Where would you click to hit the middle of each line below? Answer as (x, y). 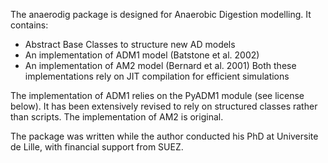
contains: (29, 25)
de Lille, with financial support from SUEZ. (97, 147)
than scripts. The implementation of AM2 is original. (117, 117)
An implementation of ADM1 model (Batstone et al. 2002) (142, 55)
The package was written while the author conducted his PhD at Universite (164, 136)
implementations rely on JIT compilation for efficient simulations (157, 76)
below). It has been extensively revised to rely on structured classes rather (164, 106)
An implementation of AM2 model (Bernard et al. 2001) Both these (160, 65)
